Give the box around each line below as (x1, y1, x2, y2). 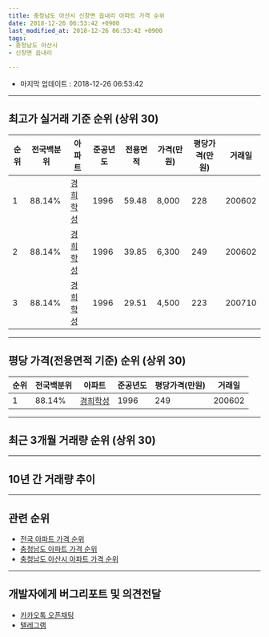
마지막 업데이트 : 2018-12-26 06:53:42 (19, 79, 144, 88)
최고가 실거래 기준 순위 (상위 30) (8, 112, 159, 126)
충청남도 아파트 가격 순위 (19, 544, 98, 554)
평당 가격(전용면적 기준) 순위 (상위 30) (8, 354, 187, 368)
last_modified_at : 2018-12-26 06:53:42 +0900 (8, 26, 163, 34)
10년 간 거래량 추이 (8, 472, 96, 486)
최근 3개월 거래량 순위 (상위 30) (8, 433, 156, 447)
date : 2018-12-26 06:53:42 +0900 (8, 19, 120, 27)
